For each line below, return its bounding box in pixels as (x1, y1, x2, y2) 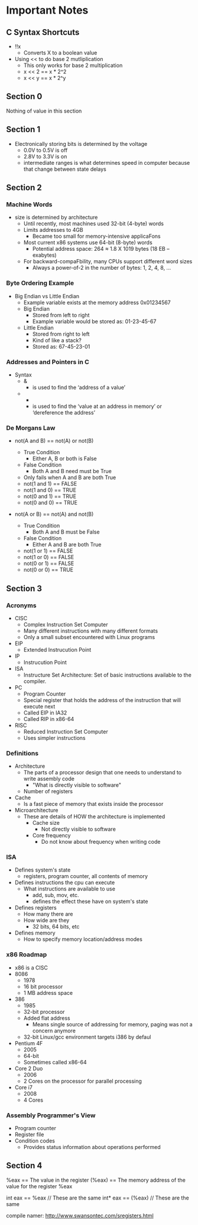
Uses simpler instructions (23, 734, 86, 741)
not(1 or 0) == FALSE (23, 554, 74, 561)
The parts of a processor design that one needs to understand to (23, 769, 182, 776)
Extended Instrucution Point (23, 646, 92, 653)
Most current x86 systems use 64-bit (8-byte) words (23, 239, 152, 246)
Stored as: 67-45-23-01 (32, 343, 90, 350)
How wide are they (23, 917, 70, 924)
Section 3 (6, 583, 43, 594)
